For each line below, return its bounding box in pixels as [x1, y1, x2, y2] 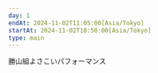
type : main [8, 33, 45, 42]
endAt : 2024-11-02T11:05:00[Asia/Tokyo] [8, 19, 145, 27]
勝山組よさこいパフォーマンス [8, 56, 106, 66]
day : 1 [8, 11, 30, 20]
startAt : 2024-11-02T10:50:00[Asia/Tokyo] [8, 26, 152, 34]
